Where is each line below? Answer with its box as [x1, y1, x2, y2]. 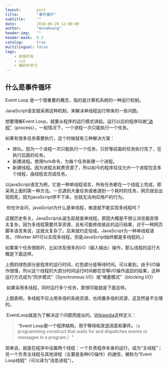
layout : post [5, 7, 46, 12]
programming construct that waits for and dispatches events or [17, 328, 148, 334]
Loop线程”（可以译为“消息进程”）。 [5, 357, 76, 363]
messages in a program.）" [17, 334, 74, 340]
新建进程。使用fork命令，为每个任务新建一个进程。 [12, 158, 117, 164]
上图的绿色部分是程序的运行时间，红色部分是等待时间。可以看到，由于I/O [5, 261, 156, 267]
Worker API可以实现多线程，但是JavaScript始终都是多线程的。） [15, 233, 147, 240]
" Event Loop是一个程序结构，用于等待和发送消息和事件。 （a [17, 322, 140, 328]
